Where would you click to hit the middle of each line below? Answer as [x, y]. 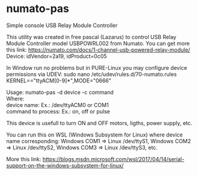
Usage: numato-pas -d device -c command [60, 92]
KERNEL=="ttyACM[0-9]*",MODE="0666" [59, 81]
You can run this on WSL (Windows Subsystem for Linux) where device [94, 135]
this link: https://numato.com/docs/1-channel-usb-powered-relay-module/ [98, 49]
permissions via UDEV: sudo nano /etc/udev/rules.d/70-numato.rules [91, 74]
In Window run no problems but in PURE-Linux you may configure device [97, 67]
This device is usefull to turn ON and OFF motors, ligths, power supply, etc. [99, 123]
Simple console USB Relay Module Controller [62, 25]
